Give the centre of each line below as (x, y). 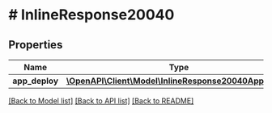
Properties (36, 45)
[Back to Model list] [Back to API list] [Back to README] (101, 101)
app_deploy (36, 81)
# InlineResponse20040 (91, 15)
